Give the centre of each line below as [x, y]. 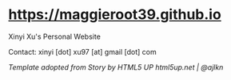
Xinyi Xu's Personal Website [55, 36]
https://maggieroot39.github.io [115, 15]
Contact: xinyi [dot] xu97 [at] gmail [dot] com [83, 51]
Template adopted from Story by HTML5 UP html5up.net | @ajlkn [116, 67]
